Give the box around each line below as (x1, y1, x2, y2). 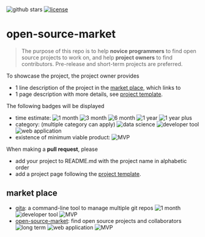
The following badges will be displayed (6, 102, 105, 109)
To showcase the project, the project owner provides (6, 72, 140, 79)
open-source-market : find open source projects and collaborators (15, 217, 182, 224)
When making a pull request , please (6, 145, 98, 153)
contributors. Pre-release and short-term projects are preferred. (21, 60, 183, 67)
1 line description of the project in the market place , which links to (15, 84, 181, 91)
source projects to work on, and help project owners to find (21, 54, 173, 61)
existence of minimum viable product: (15, 133, 111, 140)
